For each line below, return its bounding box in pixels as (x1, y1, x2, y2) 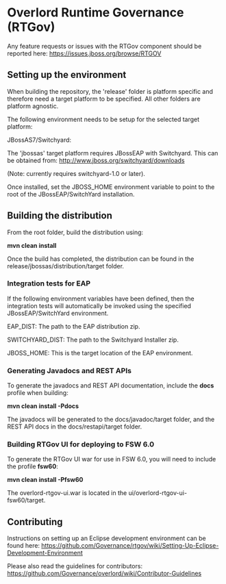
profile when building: (7, 389, 68, 397)
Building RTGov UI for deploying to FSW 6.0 (7, 440, 155, 449)
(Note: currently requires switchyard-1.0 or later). (7, 169, 146, 177)
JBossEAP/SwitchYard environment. (7, 309, 109, 317)
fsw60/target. (7, 496, 46, 505)
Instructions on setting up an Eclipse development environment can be (7, 534, 207, 542)
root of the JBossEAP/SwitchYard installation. (7, 190, 135, 198)
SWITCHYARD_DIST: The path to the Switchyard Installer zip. (7, 335, 179, 344)
